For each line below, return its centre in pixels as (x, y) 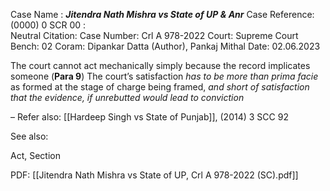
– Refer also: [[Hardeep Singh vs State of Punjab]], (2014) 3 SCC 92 (149, 117)
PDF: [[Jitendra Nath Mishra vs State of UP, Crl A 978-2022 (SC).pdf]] (154, 175)
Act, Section (35, 155)
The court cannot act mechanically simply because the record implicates (160, 65)
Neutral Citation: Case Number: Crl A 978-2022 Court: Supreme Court (154, 35)
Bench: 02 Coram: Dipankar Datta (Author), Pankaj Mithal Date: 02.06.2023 (165, 46)
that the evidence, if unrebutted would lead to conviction (127, 97)
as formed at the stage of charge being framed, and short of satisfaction (160, 87)
